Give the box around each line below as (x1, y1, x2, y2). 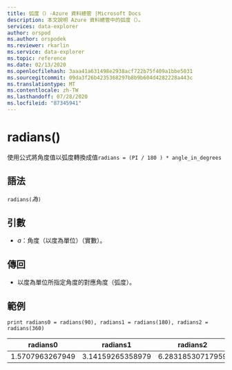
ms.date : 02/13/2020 (7, 61, 67, 68)
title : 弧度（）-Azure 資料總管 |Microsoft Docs (7, 10, 142, 17)
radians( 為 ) (7, 194, 41, 203)
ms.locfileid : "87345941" (7, 100, 81, 107)
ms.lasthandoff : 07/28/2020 (7, 94, 88, 101)
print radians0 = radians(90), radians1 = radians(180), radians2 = (7, 319, 209, 326)
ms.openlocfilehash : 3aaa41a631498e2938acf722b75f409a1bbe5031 (7, 68, 193, 74)
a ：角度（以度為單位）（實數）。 (17, 236, 106, 245)
